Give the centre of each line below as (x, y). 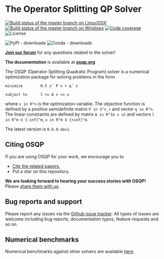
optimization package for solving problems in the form (60, 77)
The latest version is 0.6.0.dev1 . (38, 129)
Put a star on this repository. (41, 171)
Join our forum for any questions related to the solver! (60, 52)
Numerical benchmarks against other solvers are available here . (70, 252)
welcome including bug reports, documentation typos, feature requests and (82, 219)
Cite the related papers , (36, 166)
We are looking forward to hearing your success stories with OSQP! (76, 181)
